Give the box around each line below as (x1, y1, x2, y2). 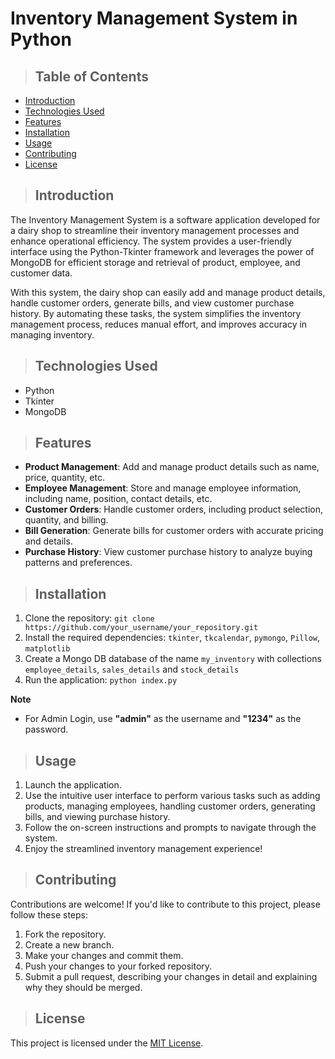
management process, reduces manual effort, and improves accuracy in (10, 318, 308, 330)
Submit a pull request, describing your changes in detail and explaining (24, 970, 318, 982)
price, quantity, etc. (24, 472, 105, 484)
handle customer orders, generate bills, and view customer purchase (10, 297, 295, 309)
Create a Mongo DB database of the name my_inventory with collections (24, 653, 322, 665)
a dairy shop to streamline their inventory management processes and (10, 224, 300, 236)
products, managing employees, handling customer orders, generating (24, 800, 316, 812)
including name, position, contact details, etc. (24, 493, 213, 505)
